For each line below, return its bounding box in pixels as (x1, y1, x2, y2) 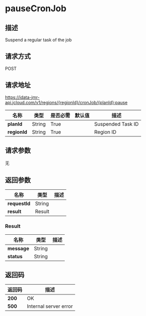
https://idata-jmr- (5, 94, 40, 100)
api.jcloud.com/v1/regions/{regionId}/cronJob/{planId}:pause (5, 99, 128, 105)
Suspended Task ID (94, 120, 139, 127)
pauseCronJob (5, 3, 67, 14)
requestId (7, 200, 31, 207)
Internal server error (27, 303, 73, 310)
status (7, 253, 23, 260)
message (7, 245, 29, 252)
